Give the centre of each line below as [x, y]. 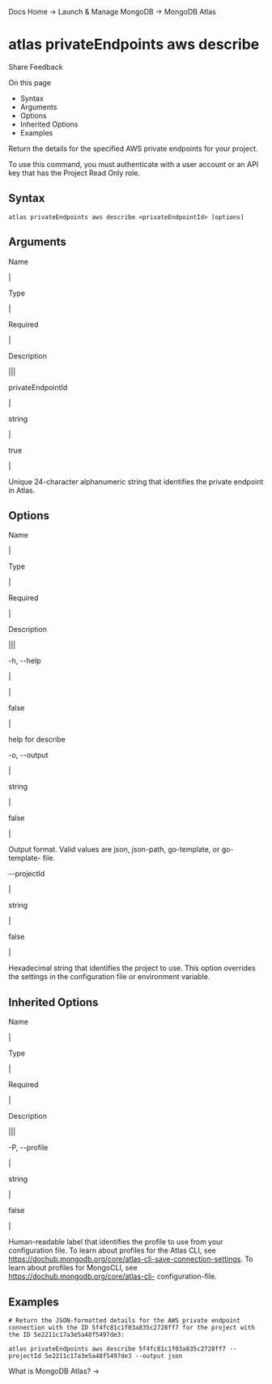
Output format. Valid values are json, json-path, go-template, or [114, 849]
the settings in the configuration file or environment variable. [109, 977]
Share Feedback [36, 67]
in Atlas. [22, 490]
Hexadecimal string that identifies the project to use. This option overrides [132, 968]
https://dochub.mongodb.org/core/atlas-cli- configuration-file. [113, 1276]
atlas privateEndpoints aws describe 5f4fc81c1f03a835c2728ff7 [117, 1349]
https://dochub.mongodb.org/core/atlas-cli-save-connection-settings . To [131, 1259]
